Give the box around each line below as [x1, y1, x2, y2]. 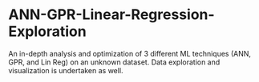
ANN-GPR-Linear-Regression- [8, 6, 215, 24]
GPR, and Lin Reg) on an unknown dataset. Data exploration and [8, 57, 221, 67]
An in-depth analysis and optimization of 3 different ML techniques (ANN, [8, 49, 251, 58]
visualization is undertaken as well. [8, 65, 123, 75]
